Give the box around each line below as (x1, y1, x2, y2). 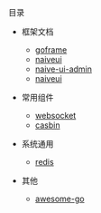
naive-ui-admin (34, 63, 92, 74)
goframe (34, 44, 68, 55)
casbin (34, 120, 60, 131)
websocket (34, 111, 77, 121)
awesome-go (34, 193, 85, 204)
